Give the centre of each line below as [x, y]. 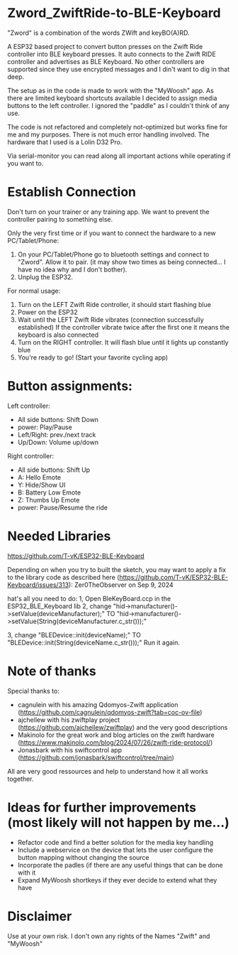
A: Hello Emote [39, 477]
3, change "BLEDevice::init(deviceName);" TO [74, 635]
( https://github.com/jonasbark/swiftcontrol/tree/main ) [96, 757]
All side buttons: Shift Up [54, 470]
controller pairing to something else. [60, 219]
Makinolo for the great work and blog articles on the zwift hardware [116, 735]
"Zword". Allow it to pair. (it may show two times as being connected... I [121, 261]
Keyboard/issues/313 [38, 585]
